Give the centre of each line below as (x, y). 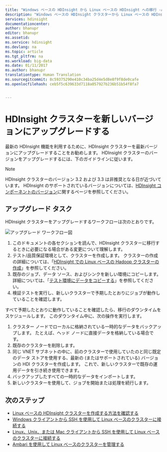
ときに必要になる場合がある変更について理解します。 (71, 249)
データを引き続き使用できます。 (49, 371)
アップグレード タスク (39, 209)
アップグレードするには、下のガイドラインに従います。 (79, 159)
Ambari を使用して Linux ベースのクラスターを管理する (68, 445)
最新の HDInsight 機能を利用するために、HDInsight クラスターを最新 (75, 146)
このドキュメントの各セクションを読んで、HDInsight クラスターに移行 (84, 243)
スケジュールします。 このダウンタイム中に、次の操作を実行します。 (75, 316)
